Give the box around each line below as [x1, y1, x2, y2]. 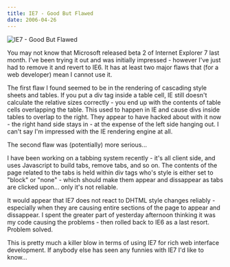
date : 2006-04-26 [7, 16, 57, 23]
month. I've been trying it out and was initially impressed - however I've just [7, 55, 221, 64]
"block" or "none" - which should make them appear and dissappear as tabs [7, 175, 224, 183]
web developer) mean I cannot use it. [7, 70, 113, 79]
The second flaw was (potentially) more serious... [7, 140, 148, 149]
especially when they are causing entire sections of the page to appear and [7, 203, 221, 212]
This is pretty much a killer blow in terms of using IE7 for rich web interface [7, 238, 220, 246]
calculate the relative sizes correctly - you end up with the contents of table [7, 98, 221, 106]
